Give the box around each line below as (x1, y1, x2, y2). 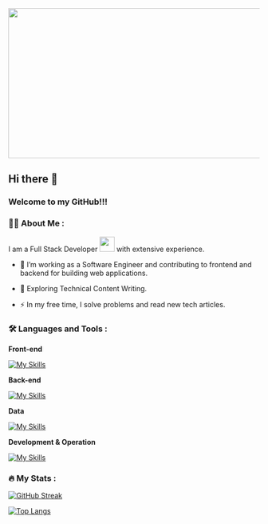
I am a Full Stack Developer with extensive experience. (8, 244, 205, 254)
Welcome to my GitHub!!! (8, 196, 108, 207)
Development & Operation (8, 437, 96, 446)
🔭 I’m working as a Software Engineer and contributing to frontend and (19, 259, 253, 269)
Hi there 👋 (8, 172, 58, 186)
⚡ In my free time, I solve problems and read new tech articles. (19, 299, 226, 309)
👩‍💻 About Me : (8, 218, 65, 229)
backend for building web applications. (19, 268, 148, 278)
